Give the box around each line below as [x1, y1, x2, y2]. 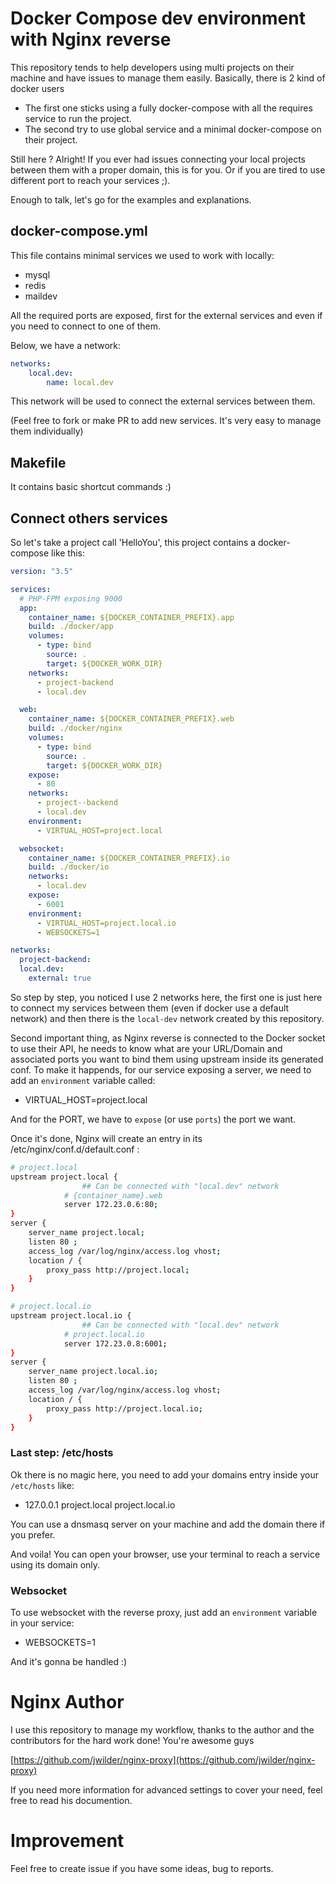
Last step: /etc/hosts [10, 1446, 114, 1460]
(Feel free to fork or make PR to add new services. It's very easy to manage [10, 415, 322, 427]
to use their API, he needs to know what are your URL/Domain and [10, 1042, 283, 1054]
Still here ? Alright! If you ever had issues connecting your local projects [10, 153, 306, 165]
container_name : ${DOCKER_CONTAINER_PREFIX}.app [28, 612, 235, 622]
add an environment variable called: [10, 1074, 156, 1086]
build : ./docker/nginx [28, 723, 123, 734]
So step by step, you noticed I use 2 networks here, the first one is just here [10, 991, 323, 1003]
